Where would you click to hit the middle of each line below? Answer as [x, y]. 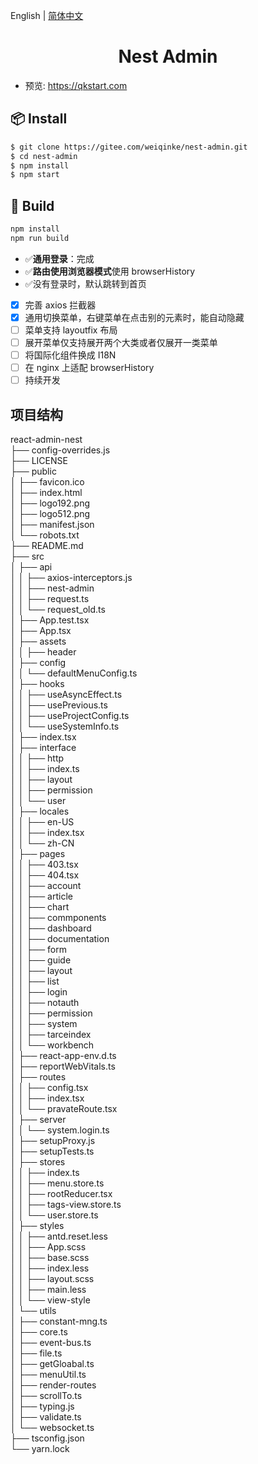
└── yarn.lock [40, 1449]
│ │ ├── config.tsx [49, 1088]
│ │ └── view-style [50, 1300]
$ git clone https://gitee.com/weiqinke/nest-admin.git [129, 147]
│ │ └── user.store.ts [54, 1215]
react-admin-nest [46, 440]
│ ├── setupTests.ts [52, 1151]
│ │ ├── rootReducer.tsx [61, 1194]
